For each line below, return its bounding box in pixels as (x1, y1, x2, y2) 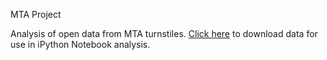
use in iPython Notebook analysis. (10, 39, 151, 50)
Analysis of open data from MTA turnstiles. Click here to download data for (10, 28, 318, 39)
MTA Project (10, 9, 62, 20)
